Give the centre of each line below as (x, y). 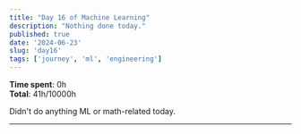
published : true (39, 34)
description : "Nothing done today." (77, 26)
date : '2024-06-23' (46, 42)
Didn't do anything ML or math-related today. (93, 111)
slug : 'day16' (36, 51)
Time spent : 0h (38, 84)
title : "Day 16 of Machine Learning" (80, 17)
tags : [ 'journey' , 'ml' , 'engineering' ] (86, 59)
